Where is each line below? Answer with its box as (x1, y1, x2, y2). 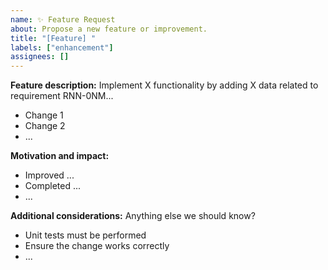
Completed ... (24, 180, 82, 192)
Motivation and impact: (10, 150, 110, 162)
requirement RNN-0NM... (10, 90, 114, 102)
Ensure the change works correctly (24, 240, 170, 252)
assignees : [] (10, 52, 70, 62)
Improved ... (24, 169, 75, 181)
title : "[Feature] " (10, 33, 97, 43)
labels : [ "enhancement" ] (10, 42, 114, 53)
